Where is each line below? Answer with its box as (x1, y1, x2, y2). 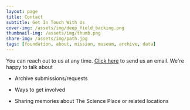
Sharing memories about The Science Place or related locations (14, 97, 169, 104)
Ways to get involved (14, 86, 66, 93)
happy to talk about (6, 63, 53, 70)
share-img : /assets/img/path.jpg (6, 36, 88, 42)
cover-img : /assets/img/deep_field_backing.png (6, 25, 125, 31)
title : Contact (6, 14, 43, 20)
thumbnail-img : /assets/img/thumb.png (6, 30, 101, 36)
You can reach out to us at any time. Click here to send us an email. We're (6, 57, 185, 64)
